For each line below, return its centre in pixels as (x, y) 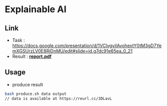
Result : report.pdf (32, 56)
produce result (27, 84)
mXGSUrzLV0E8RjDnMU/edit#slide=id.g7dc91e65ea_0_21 (72, 51)
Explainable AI (36, 9)
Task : (18, 40)
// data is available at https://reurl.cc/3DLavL (59, 98)
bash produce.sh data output (36, 94)
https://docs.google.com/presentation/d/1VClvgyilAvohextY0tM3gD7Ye (87, 46)
